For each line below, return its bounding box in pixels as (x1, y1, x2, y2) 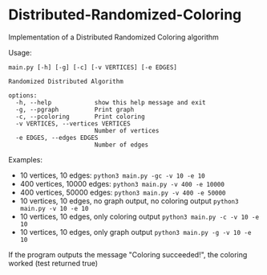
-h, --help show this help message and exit (15, 98, 206, 106)
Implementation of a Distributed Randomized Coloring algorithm (8, 32, 219, 42)
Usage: (8, 47, 32, 57)
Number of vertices (94, 126, 160, 134)
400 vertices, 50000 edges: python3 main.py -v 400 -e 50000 (19, 187, 226, 197)
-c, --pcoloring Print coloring (15, 113, 146, 121)
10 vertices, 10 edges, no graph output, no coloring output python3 (19, 195, 239, 206)
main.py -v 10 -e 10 (19, 204, 89, 212)
